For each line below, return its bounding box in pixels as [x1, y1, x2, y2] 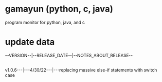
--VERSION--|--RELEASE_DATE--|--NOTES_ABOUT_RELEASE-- [5, 52, 133, 58]
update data [5, 36, 55, 48]
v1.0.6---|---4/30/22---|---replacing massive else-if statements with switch [5, 67, 157, 73]
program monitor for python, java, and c [5, 19, 85, 25]
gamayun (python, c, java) [5, 3, 113, 15]
